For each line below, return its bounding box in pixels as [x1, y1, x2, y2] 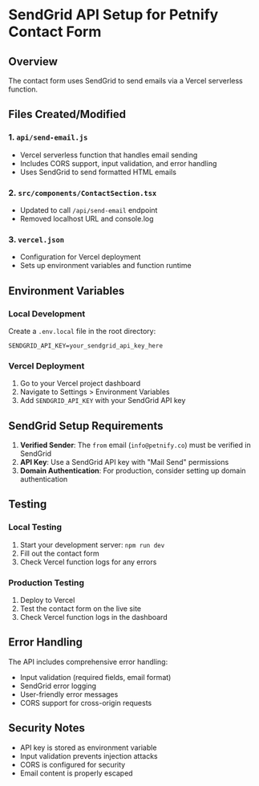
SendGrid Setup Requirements [8, 419, 164, 433]
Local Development [8, 307, 86, 319]
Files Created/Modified [8, 108, 127, 121]
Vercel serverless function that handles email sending [19, 150, 198, 160]
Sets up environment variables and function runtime [19, 261, 192, 271]
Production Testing [8, 576, 85, 588]
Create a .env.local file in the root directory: [8, 326, 156, 336]
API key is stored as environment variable [19, 743, 157, 752]
